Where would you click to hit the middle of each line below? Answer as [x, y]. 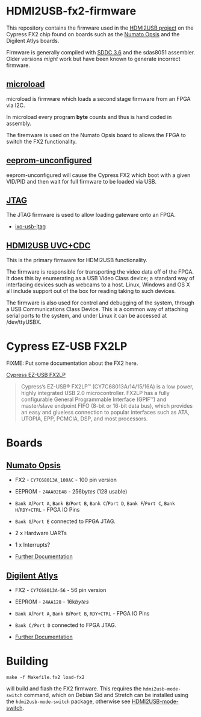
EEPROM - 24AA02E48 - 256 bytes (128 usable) [71, 492]
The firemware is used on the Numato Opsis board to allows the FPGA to [96, 135]
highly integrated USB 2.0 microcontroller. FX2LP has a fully [95, 393]
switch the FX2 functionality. [42, 141]
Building [27, 661]
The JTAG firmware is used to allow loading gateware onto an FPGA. [91, 215]
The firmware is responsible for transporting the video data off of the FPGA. [100, 272]
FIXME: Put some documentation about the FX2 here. [72, 363]
